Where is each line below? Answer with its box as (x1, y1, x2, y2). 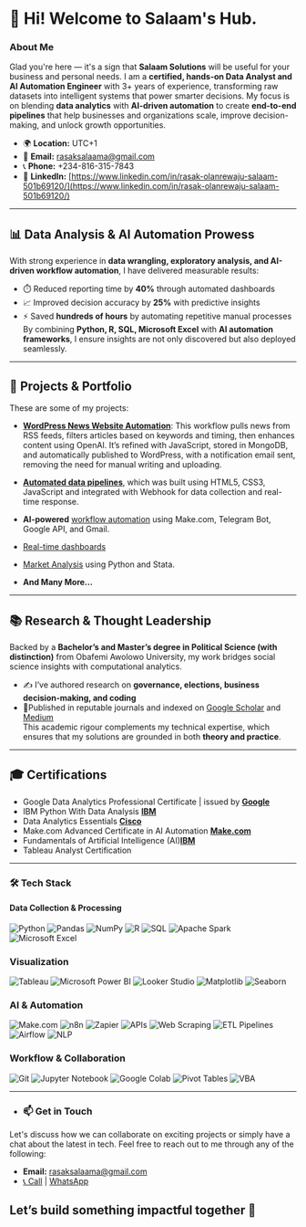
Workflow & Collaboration (9, 1052, 126, 1064)
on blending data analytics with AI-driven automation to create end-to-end (9, 100, 297, 111)
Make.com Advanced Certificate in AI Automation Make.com (22, 825, 252, 836)
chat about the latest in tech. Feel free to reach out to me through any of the (9, 1138, 294, 1149)
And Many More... (22, 577, 93, 588)
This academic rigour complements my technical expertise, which (22, 721, 270, 732)
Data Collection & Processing (9, 903, 122, 914)
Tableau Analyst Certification (22, 844, 132, 855)
